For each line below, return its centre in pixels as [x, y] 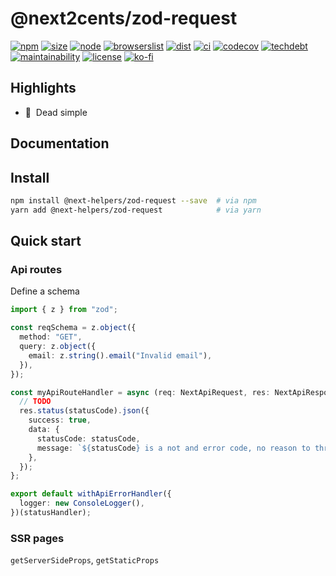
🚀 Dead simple [56, 112]
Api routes [36, 270]
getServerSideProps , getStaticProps [85, 560]
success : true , [60, 420]
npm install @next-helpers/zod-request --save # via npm [133, 200]
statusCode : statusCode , [88, 438]
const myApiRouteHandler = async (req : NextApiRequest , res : [140, 392]
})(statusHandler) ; [51, 513]
